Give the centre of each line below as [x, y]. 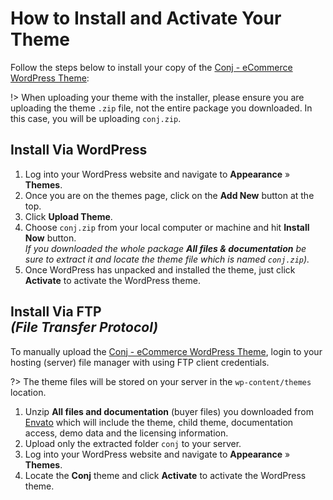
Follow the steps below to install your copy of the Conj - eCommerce [151, 67]
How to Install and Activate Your [146, 18]
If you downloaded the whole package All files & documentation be [165, 248]
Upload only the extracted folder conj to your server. [133, 443]
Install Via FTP [56, 312]
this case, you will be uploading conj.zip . [96, 118]
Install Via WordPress [79, 150]
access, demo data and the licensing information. [126, 433]
